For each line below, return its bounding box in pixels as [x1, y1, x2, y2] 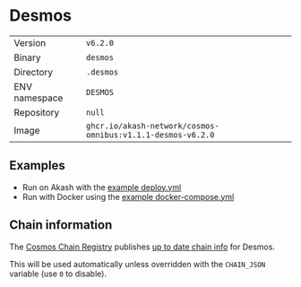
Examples [9, 158, 65, 173]
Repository [13, 106, 60, 118]
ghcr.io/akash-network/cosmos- [86, 120, 219, 131]
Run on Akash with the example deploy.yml [21, 181, 182, 193]
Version [13, 37, 47, 49]
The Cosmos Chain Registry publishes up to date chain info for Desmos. [9, 241, 276, 252]
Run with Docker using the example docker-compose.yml [21, 191, 235, 202]
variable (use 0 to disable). [9, 268, 107, 279]
